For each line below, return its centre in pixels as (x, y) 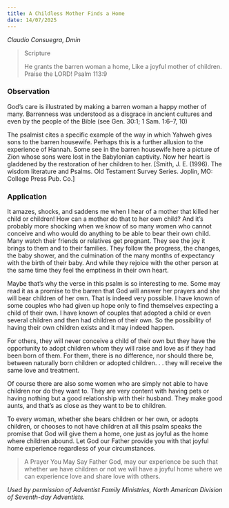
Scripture (37, 53)
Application (27, 196)
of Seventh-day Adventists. (46, 497)
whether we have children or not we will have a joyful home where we (123, 469)
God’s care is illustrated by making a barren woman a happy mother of (107, 106)
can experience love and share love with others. (92, 476)
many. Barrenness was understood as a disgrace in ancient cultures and (110, 114)
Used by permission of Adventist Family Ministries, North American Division (115, 490)
